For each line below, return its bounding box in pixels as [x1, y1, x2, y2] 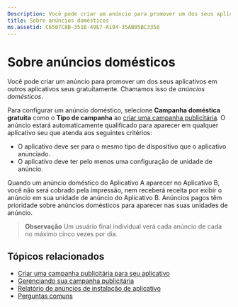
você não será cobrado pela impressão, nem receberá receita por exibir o [7, 186, 222, 195]
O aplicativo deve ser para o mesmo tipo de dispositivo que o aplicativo [17, 142, 227, 151]
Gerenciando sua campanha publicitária [17, 277, 135, 285]
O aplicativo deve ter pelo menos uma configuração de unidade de [17, 157, 212, 166]
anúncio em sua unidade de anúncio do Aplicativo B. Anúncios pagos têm [7, 194, 222, 202]
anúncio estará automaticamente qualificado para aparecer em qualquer [7, 121, 219, 129]
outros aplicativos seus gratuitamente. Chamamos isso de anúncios [7, 85, 205, 93]
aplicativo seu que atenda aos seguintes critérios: [7, 129, 152, 137]
